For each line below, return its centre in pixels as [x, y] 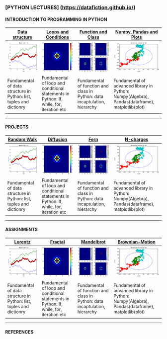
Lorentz [22, 242]
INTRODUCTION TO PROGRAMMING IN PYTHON [56, 19]
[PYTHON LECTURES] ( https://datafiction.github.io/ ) [70, 7]
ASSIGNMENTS [22, 229]
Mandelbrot [93, 242]
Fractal [57, 242]
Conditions [58, 37]
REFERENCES [19, 332]
